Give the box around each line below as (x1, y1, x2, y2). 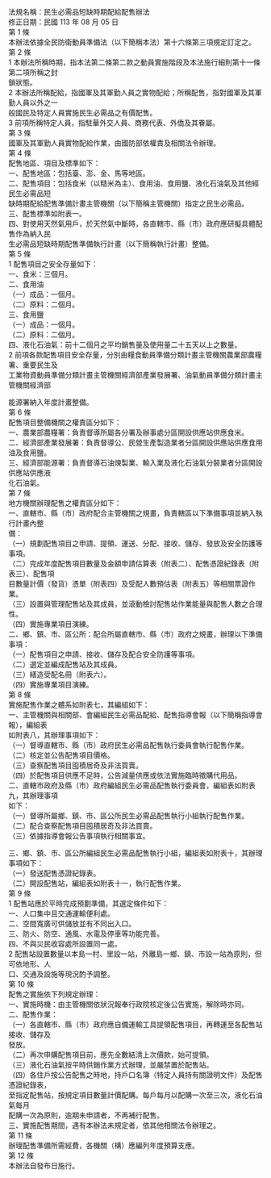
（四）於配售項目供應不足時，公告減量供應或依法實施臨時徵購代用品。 (8, 771, 242, 780)
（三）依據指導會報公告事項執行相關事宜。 (8, 831, 150, 841)
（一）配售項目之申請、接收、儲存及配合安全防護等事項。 (8, 650, 199, 659)
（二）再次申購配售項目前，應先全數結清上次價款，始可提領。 (8, 1050, 214, 1059)
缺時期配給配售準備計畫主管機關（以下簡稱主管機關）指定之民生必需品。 (8, 198, 248, 208)
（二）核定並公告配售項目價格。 (8, 750, 115, 760)
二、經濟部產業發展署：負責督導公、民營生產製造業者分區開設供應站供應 (8, 438, 248, 447)
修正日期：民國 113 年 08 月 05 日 (8, 17, 119, 27)
